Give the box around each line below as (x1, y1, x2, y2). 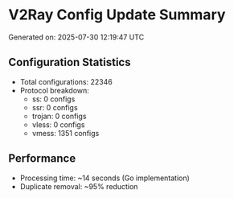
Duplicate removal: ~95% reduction (19, 181, 138, 191)
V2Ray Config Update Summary (8, 6, 226, 24)
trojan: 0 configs (31, 111, 87, 121)
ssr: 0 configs (31, 102, 78, 112)
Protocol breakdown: (19, 85, 90, 95)
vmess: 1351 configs (31, 128, 100, 138)
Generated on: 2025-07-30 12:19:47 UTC (8, 32, 145, 42)
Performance (8, 151, 76, 166)
